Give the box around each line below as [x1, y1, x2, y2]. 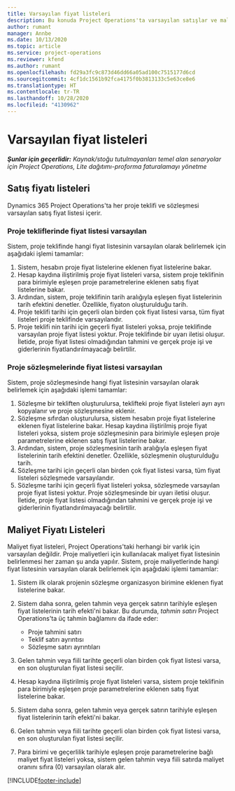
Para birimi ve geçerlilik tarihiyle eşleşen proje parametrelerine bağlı [17, 748, 213, 757]
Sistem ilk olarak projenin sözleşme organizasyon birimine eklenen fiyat [17, 579, 224, 587]
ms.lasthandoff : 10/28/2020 [7, 95, 90, 102]
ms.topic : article [7, 43, 61, 50]
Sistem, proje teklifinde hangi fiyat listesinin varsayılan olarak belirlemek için [7, 242, 226, 250]
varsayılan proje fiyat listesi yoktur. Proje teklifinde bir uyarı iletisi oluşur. [17, 330, 225, 338]
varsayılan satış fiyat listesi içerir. [7, 208, 103, 217]
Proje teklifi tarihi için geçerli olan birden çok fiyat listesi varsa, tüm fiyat [17, 308, 225, 316]
